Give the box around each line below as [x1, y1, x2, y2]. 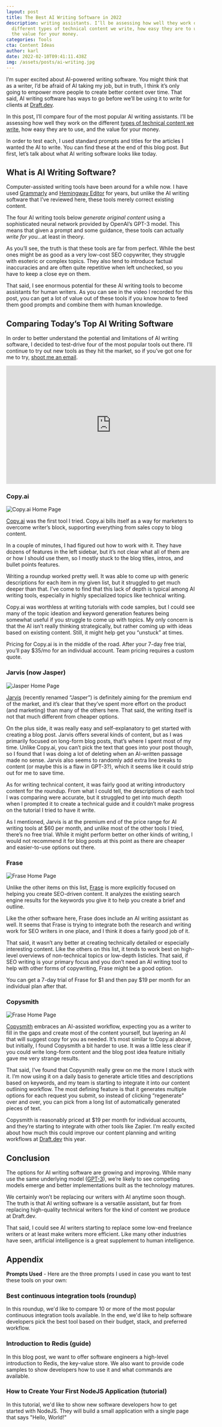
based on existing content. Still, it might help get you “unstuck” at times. [6, 629, 184, 636]
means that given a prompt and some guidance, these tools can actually [6, 227, 184, 234]
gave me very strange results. [6, 1055, 80, 1062]
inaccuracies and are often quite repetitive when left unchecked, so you [6, 264, 183, 271]
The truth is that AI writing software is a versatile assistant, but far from [6, 1200, 181, 1207]
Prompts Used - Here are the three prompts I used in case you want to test [6, 1270, 191, 1277]
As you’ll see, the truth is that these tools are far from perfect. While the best [6, 245, 195, 252]
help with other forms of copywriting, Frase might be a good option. [6, 965, 174, 972]
